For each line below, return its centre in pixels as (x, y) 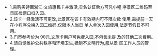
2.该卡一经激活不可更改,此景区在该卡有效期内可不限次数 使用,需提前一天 (81, 19)
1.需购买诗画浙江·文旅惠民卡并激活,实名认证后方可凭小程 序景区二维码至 (81, 7)
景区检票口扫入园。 (29, 13)
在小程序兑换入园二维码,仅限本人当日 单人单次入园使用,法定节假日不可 (79, 25)
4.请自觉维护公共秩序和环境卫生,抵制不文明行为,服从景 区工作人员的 (77, 43)
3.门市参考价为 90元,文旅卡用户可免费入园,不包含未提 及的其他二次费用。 (82, 37)
